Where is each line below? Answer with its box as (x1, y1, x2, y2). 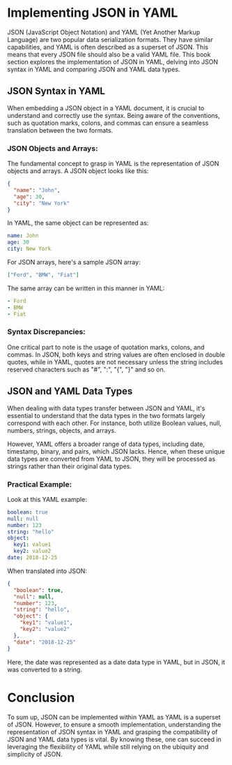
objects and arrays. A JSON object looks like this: (7, 167, 149, 175)
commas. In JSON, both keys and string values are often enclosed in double (7, 350, 225, 359)
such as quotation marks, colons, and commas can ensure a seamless (7, 119, 209, 127)
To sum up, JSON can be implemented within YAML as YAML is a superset (7, 713, 221, 721)
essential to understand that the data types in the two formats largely (7, 411, 206, 419)
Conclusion (7, 690, 75, 706)
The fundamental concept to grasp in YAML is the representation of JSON (7, 159, 219, 168)
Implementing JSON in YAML (7, 5, 178, 21)
